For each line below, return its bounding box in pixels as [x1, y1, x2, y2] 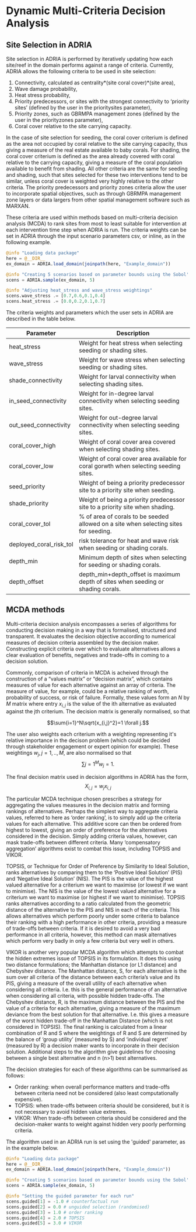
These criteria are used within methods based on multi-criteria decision [6, 214, 178, 221]
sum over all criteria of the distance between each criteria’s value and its [6, 973, 180, 980]
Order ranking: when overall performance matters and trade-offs [14, 1083, 170, 1090]
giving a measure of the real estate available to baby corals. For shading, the [6, 146, 190, 153]
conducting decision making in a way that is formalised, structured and [6, 627, 177, 634]
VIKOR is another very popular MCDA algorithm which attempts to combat [6, 949, 184, 956]
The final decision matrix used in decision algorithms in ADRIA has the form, [6, 773, 189, 780]
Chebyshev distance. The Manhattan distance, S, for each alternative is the [6, 967, 187, 974]
